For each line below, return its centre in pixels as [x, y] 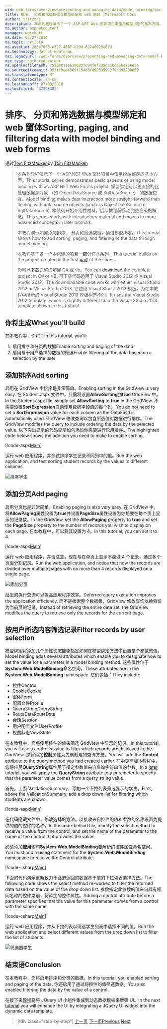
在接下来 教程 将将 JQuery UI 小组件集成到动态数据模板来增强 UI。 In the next [83, 1000]
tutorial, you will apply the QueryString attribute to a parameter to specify [81, 773]
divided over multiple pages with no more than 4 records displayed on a [79, 568]
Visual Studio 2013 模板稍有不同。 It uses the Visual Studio [100, 295]
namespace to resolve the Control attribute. [50, 858]
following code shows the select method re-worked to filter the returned [79, 883]
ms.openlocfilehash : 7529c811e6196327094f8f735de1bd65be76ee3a [72, 65]
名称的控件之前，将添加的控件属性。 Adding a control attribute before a [82, 895]
